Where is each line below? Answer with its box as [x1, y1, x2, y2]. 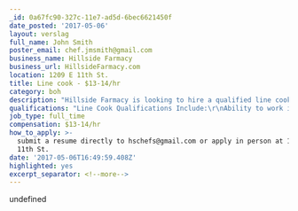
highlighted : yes [9, 161, 74, 170]
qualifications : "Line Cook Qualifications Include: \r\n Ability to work [9, 104, 284, 113]
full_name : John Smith [9, 37, 93, 47]
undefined [9, 194, 47, 205]
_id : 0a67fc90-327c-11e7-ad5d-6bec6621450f [9, 12, 173, 22]
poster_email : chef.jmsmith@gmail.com [9, 46, 153, 55]
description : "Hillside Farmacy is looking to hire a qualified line [9, 95, 272, 105]
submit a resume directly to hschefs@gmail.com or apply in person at [17, 137, 284, 145]
